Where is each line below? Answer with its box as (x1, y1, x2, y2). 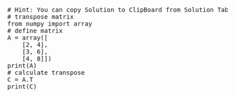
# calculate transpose (7, 69, 85, 76)
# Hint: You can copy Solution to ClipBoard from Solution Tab (7, 6, 229, 13)
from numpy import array (7, 20, 92, 27)
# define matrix (7, 27, 63, 34)
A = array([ (7, 34, 48, 41)
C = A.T (7, 76, 34, 83)
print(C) (7, 83, 37, 90)
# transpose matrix (7, 13, 74, 20)
